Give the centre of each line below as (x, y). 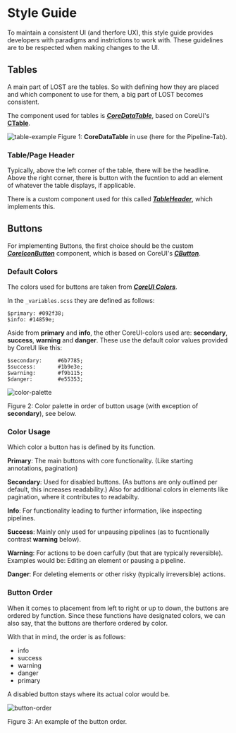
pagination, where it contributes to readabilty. (73, 497)
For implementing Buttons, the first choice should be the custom (100, 246)
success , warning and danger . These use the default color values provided (118, 340)
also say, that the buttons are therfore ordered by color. (87, 623)
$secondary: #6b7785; (45, 361)
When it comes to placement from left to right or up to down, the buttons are (118, 608)
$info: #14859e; (31, 320)
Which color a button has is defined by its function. (81, 447)
